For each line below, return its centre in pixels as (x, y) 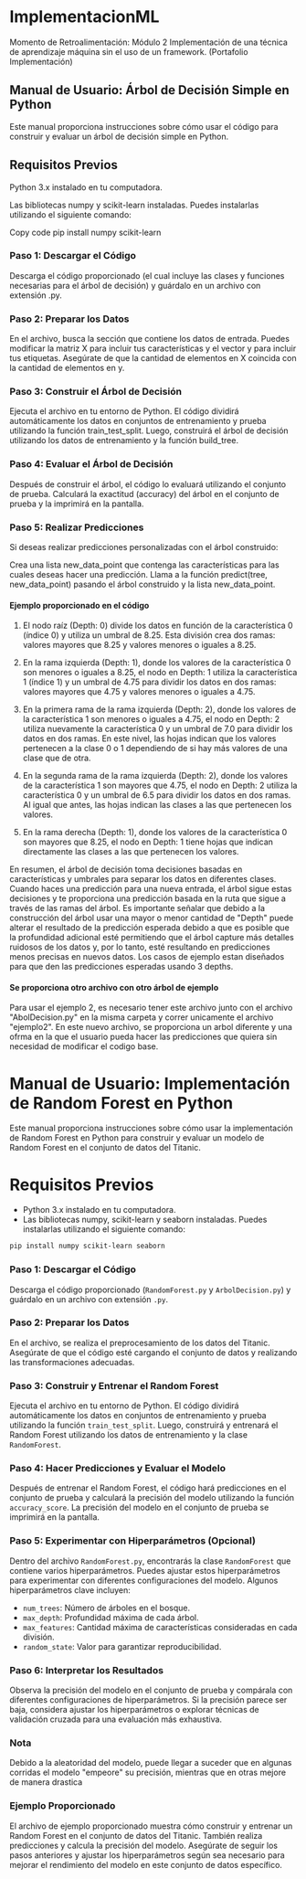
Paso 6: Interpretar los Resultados (87, 1670)
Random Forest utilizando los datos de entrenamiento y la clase (129, 1435)
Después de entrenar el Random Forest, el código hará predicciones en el (148, 1488)
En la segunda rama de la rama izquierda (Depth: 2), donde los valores (155, 776)
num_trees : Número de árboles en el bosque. (106, 1608)
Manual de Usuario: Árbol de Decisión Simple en (149, 90)
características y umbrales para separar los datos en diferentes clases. (143, 879)
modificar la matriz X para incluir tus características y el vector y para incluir (153, 348)
